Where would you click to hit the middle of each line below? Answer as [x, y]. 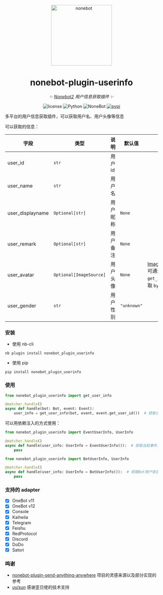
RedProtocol [24, 533]
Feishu [19, 528]
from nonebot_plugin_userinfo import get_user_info [58, 395]
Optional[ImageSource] [79, 275]
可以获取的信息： [22, 126]
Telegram [22, 522]
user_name [20, 186]
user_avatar [21, 275]
